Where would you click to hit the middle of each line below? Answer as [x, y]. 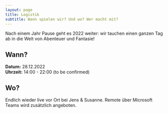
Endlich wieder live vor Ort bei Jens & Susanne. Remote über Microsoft [79, 100]
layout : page [19, 10]
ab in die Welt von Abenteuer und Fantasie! [50, 39]
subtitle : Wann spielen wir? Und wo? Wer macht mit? [62, 19]
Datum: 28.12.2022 [25, 67]
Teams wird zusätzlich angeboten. [41, 105]
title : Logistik [22, 15]
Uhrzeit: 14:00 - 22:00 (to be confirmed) [47, 72]
